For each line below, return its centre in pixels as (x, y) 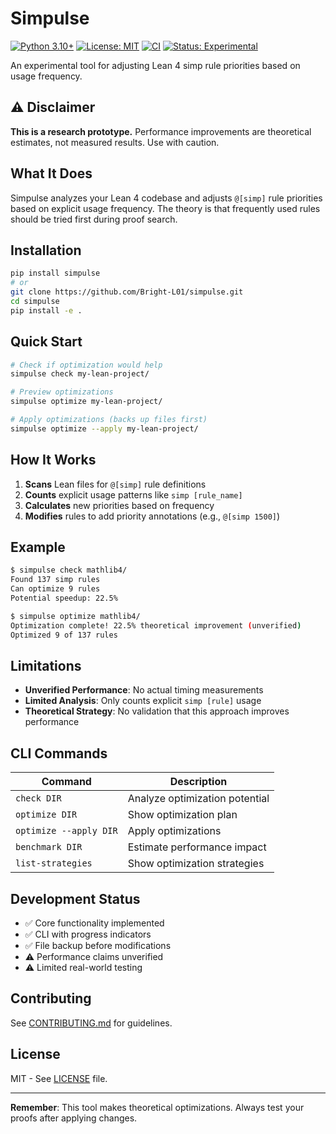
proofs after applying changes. (74, 1118)
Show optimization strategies (196, 864)
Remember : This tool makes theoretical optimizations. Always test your (157, 1107)
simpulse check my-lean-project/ (80, 374)
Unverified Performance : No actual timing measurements (144, 690)
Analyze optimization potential (198, 799)
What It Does (51, 173)
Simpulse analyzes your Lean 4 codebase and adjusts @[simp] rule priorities (166, 198)
